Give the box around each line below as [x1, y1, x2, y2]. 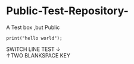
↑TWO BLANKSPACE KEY [6, 52, 70, 59]
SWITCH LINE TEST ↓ [6, 46, 61, 53]
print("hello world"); [6, 35, 63, 41]
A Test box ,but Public [6, 24, 60, 31]
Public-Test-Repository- [6, 4, 129, 18]
